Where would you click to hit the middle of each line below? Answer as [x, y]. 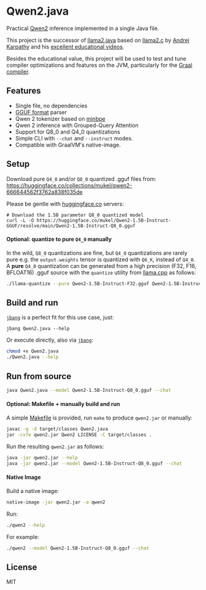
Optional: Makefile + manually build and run [63, 404]
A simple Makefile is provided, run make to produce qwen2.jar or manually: [100, 418]
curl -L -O [20, 220]
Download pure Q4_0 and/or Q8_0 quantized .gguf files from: [81, 178]
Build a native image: [33, 491]
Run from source [39, 376]
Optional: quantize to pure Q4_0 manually [59, 239]
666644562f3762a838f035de [44, 192]
